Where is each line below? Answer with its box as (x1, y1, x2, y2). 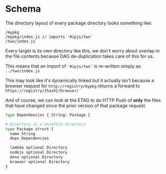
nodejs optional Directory (10, 150, 68, 155)
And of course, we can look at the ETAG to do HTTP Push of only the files (5, 97, 161, 103)
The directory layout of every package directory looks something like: (5, 20, 152, 26)
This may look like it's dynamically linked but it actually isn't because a (5, 77, 154, 83)
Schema (5, 3, 41, 15)
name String (10, 131, 36, 136)
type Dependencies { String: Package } (5, 112, 91, 117)
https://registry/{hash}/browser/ (5, 88, 79, 93)
